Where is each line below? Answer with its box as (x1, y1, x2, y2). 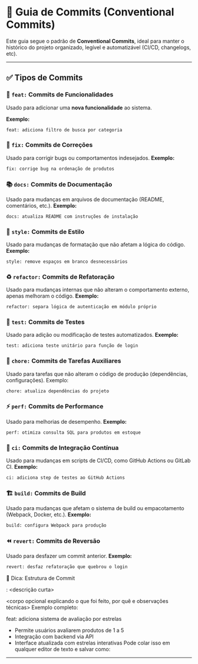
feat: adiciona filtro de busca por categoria (6, 127, 123, 133)
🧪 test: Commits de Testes (6, 318, 85, 326)
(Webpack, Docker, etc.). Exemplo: (6, 511, 91, 518)
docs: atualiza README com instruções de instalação (6, 213, 138, 220)
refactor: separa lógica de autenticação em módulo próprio (6, 304, 157, 310)
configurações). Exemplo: (6, 376, 69, 383)
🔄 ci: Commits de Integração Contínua (6, 443, 119, 452)
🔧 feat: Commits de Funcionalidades (6, 91, 114, 99)
